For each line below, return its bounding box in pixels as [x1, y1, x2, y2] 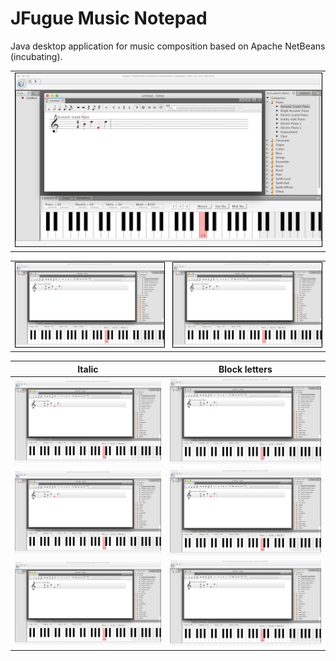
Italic [77, 363, 99, 375]
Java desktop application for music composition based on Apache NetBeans [10, 40, 326, 52]
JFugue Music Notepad [10, 7, 208, 30]
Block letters [218, 363, 273, 375]
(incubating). [10, 50, 63, 62]
